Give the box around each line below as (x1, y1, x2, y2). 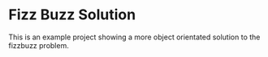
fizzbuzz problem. (8, 40, 69, 50)
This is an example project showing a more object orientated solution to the (8, 32, 261, 42)
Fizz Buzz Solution (8, 6, 136, 24)
